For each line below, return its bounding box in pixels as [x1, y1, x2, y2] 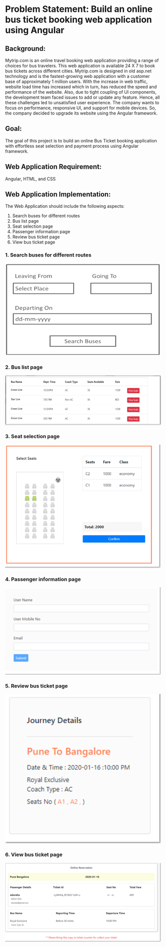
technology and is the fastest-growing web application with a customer [5, 73, 150, 79]
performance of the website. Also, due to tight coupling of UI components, [5, 89, 157, 95]
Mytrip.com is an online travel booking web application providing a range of [5, 58, 159, 63]
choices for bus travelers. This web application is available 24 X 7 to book [5, 63, 156, 68]
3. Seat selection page [5, 433, 60, 440]
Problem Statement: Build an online [5, 3, 153, 15]
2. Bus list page [5, 364, 43, 371]
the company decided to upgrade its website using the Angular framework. [5, 110, 158, 116]
